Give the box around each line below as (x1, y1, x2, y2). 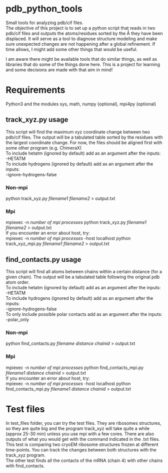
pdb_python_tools (5, 3, 82, 15)
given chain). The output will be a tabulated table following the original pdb (5, 274, 160, 280)
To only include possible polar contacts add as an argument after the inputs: (5, 311, 162, 317)
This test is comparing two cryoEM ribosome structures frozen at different (5, 441, 158, 447)
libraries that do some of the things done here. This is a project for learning (5, 61, 160, 67)
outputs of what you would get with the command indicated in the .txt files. (5, 436, 160, 442)
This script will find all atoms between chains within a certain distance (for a (5, 269, 162, 275)
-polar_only (5, 317, 29, 323)
